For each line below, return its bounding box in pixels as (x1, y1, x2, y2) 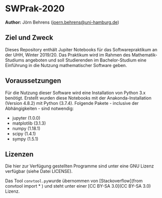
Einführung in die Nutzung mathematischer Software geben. (5, 62, 127, 68)
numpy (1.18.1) (12, 125, 41, 131)
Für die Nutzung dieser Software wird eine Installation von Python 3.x (5, 90, 146, 96)
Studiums (5, 57, 25, 63)
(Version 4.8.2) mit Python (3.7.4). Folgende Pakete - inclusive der (5, 100, 139, 106)
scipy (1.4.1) (12, 131, 36, 136)
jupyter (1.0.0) (12, 115, 41, 121)
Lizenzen (5, 150, 33, 158)
